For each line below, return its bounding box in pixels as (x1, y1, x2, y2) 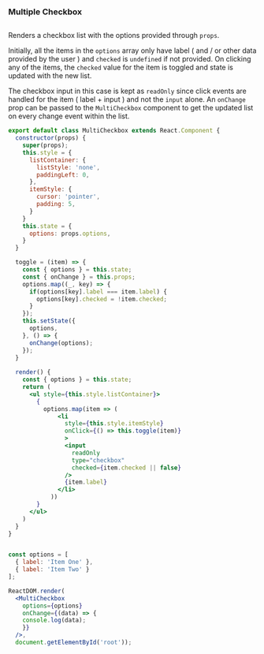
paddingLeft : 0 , (36, 170, 90, 179)
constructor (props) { (15, 134, 87, 142)
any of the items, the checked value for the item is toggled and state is (8, 62, 234, 73)
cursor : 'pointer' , (36, 192, 101, 201)
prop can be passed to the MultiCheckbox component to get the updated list (8, 103, 254, 113)
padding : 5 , (36, 200, 76, 208)
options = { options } (22, 602, 83, 610)
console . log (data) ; (22, 616, 87, 625)
